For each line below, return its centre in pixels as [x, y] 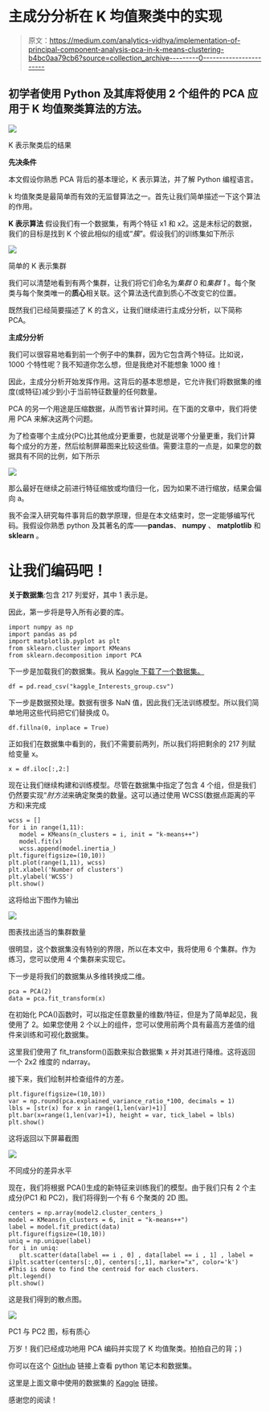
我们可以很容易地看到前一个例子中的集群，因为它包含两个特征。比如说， [128, 354]
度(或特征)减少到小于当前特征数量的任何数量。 [85, 391]
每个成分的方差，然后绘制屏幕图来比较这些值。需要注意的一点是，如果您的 [131, 446]
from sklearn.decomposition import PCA [75, 655]
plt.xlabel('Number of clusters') [66, 869]
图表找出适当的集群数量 [47, 931]
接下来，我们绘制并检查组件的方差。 [68, 1079]
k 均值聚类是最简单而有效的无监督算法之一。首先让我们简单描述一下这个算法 [135, 196]
